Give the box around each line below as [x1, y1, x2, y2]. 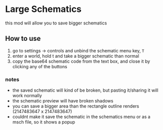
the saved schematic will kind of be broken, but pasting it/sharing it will [12, 87, 159, 93]
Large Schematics [5, 3, 82, 15]
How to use [5, 34, 41, 43]
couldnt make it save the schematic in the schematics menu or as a [12, 114, 151, 120]
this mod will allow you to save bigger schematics [5, 20, 107, 26]
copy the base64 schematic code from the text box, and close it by [12, 58, 151, 64]
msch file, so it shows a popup [12, 119, 76, 125]
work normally [12, 93, 42, 99]
